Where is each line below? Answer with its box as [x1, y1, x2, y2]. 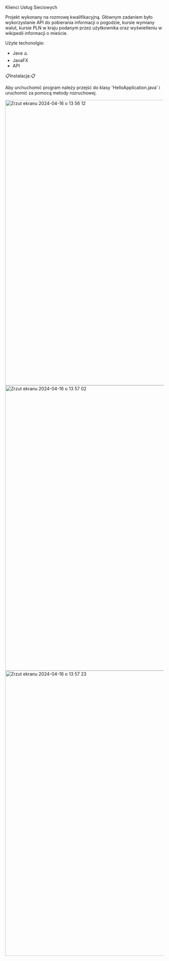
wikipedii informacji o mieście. [5, 30, 68, 36]
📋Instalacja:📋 [5, 73, 36, 79]
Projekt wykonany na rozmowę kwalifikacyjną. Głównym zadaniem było [5, 14, 153, 20]
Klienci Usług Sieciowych [5, 5, 58, 10]
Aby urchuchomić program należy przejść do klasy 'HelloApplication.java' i [5, 84, 160, 90]
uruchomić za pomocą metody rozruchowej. [5, 90, 97, 96]
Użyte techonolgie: [5, 40, 45, 46]
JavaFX [12, 58, 29, 63]
